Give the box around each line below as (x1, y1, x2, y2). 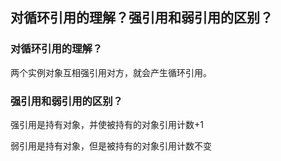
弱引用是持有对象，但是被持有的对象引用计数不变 (10, 139, 212, 152)
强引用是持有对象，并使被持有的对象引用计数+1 (10, 118, 204, 130)
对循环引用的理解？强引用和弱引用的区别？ (10, 9, 273, 27)
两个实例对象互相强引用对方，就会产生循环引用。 (10, 66, 212, 78)
